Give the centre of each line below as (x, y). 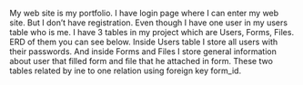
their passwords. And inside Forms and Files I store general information (143, 52)
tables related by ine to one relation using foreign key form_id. (126, 71)
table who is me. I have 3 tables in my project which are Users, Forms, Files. (151, 32)
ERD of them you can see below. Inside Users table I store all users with (144, 42)
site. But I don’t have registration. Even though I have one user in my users (149, 23)
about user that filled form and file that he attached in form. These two (141, 61)
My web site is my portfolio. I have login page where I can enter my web (144, 13)
